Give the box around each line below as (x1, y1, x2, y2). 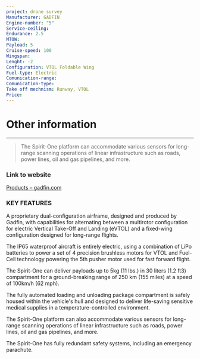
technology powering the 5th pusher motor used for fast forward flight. (17, 256, 191, 263)
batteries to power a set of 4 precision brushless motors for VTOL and (6, 249, 179, 256)
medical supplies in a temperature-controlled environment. (6, 304, 151, 311)
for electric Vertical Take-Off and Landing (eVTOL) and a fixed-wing (6, 225, 173, 233)
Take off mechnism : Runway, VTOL (6, 86, 89, 92)
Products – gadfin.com (6, 184, 62, 191)
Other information (6, 117, 97, 131)
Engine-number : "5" (6, 20, 55, 26)
